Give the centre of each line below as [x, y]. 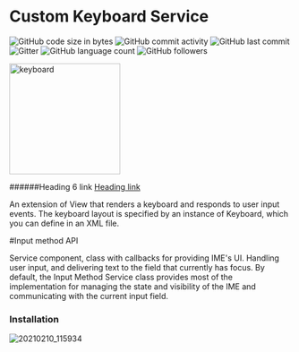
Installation [34, 319]
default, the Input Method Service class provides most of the [121, 277]
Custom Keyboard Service [109, 17]
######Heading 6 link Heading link [75, 186]
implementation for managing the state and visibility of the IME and [133, 286]
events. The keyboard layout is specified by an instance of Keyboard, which [149, 213]
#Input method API [44, 240]
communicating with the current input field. [89, 296]
